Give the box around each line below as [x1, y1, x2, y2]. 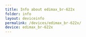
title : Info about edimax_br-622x [5, 7, 75, 12]
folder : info [5, 12, 32, 16]
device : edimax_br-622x [5, 25, 53, 30]
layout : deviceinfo [5, 16, 45, 21]
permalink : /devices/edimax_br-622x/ [5, 20, 82, 25]
